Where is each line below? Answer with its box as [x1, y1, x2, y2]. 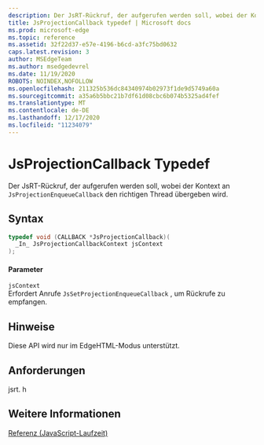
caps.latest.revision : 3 [8, 48, 90, 56]
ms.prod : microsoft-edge [8, 26, 90, 34]
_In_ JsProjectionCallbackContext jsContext [15, 241, 163, 248]
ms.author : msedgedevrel [8, 63, 90, 71]
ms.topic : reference [8, 33, 76, 42]
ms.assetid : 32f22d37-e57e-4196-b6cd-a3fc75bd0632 [8, 41, 178, 49]
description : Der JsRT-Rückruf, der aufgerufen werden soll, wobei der [8, 11, 247, 20]
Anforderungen [8, 363, 86, 377]
